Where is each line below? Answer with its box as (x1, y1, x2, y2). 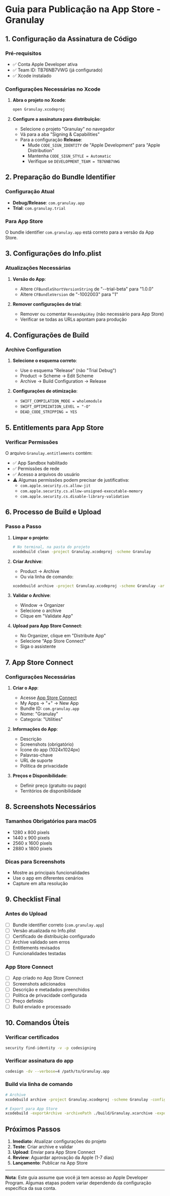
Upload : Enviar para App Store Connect (12, 1149, 96, 1155)
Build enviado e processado (12, 1003, 71, 1009)
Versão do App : (12, 276, 47, 282)
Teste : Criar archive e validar (12, 1144, 73, 1150)
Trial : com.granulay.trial (12, 205, 66, 211)
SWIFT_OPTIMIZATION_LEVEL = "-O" (20, 404, 91, 409)
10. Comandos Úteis (5, 1019, 70, 1027)
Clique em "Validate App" (20, 613, 73, 619)
